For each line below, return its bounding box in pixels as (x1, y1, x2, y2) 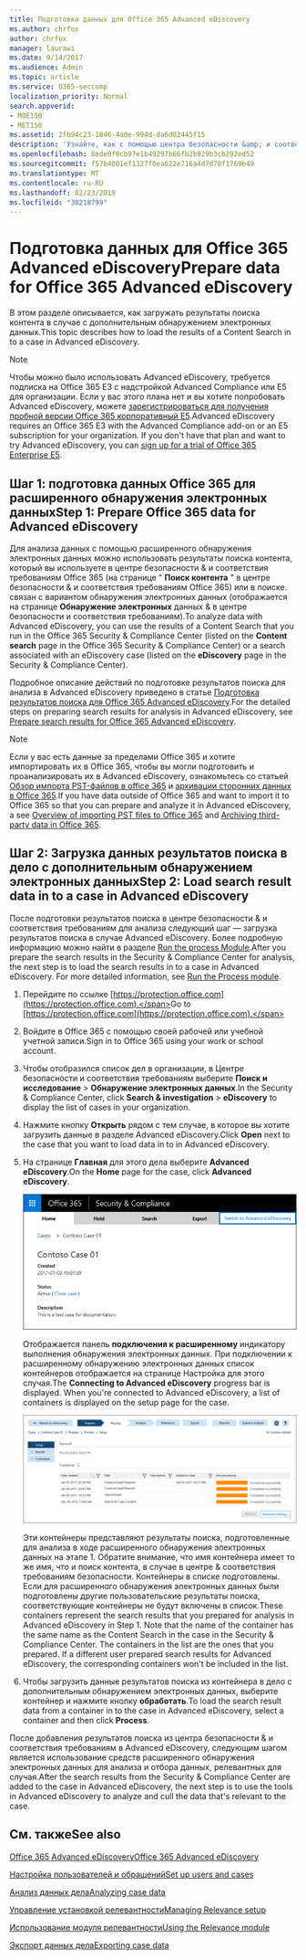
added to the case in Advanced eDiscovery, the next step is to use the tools (9, 1781, 293, 1792)
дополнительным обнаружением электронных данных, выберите (22, 1685, 279, 1696)
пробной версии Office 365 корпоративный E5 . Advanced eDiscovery (9, 411, 275, 422)
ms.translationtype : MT (9, 169, 100, 178)
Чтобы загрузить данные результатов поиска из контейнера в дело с (22, 1676, 292, 1687)
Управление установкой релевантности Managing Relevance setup (9, 1904, 267, 1915)
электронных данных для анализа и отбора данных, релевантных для (9, 1761, 282, 1772)
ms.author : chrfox (9, 24, 79, 34)
